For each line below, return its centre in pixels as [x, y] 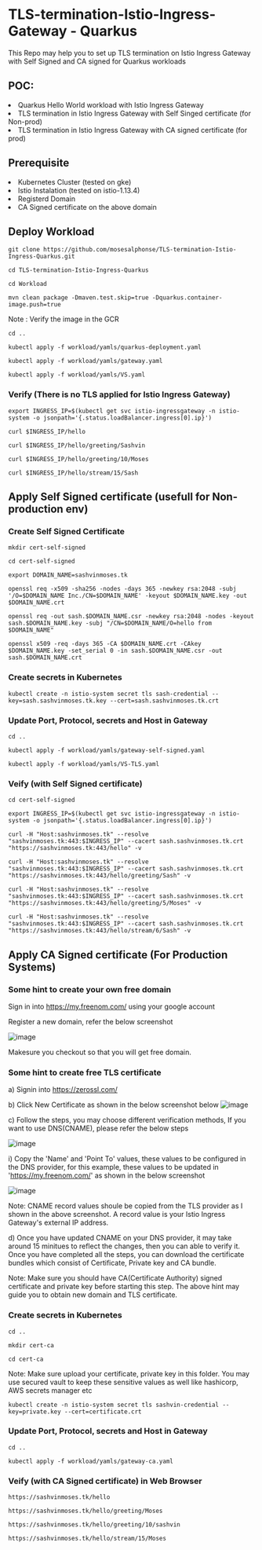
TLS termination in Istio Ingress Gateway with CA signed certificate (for [133, 130]
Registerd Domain [47, 199]
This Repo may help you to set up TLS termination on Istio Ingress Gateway [129, 53]
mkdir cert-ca [31, 1345]
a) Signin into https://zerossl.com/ [63, 1090]
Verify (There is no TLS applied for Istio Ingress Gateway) [119, 394]
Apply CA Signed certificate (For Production [118, 955]
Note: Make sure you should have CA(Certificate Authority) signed [115, 1278]
